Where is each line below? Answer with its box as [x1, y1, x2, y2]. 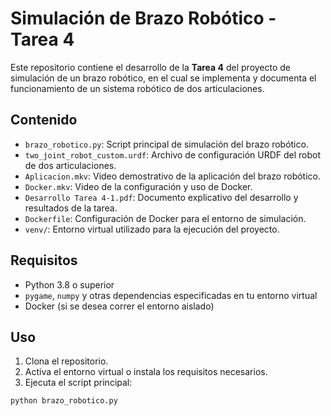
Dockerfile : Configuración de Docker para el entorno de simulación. [24, 212, 307, 224]
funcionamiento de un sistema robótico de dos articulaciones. [10, 82, 265, 94]
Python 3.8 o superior [24, 278, 115, 291]
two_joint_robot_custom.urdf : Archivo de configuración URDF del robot [24, 148, 322, 161]
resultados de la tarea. [24, 202, 118, 214]
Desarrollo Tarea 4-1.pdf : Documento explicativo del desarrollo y [24, 191, 299, 203]
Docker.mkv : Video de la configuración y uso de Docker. [24, 180, 253, 192]
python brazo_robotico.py [10, 396, 118, 406]
